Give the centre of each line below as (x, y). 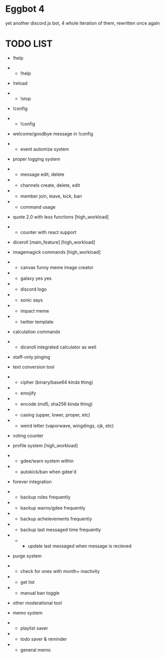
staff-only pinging (31, 357)
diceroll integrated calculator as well (58, 347)
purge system (27, 556)
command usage (38, 207)
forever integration (32, 481)
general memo (35, 650)
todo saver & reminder (44, 639)
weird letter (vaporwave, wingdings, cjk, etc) (67, 426)
